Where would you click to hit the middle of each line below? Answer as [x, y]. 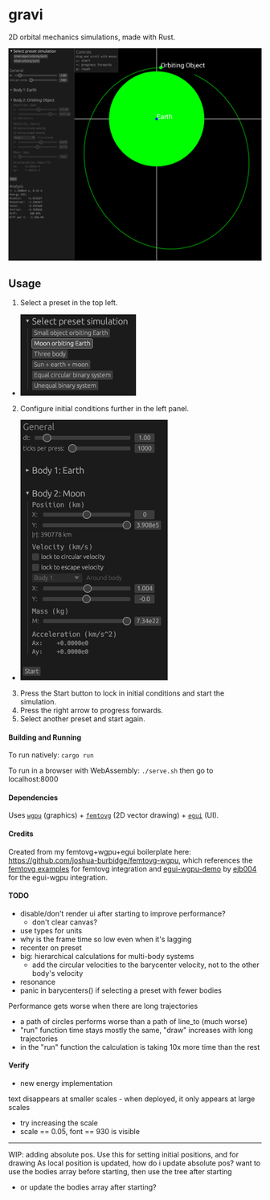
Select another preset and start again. [83, 719]
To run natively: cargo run [51, 755]
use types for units [51, 930]
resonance [38, 982]
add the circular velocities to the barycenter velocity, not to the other [145, 965]
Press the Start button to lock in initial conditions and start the [122, 693]
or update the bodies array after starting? [88, 1187]
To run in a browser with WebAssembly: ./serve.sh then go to [111, 771]
